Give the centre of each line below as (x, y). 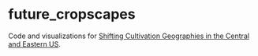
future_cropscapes (72, 14)
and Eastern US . (35, 44)
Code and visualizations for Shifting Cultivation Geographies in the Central (129, 36)
